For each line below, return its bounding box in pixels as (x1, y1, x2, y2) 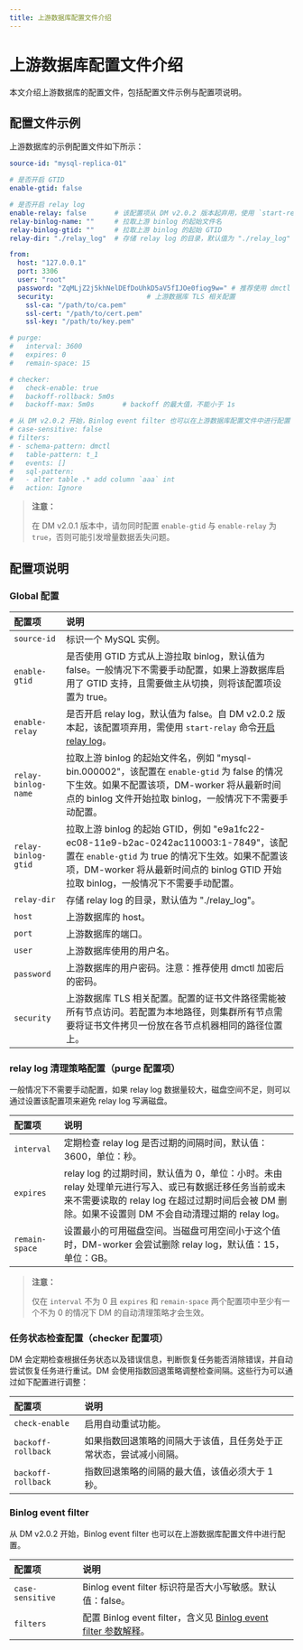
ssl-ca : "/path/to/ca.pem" (25, 300, 127, 310)
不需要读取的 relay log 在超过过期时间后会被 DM (72, 1194, 277, 1207)
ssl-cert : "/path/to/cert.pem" (25, 309, 143, 318)
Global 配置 (9, 590, 60, 602)
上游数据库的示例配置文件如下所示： (9, 141, 144, 152)
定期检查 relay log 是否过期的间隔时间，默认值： (63, 1137, 268, 1150)
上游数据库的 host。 (66, 910, 151, 923)
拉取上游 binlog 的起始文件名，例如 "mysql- (66, 751, 252, 764)
